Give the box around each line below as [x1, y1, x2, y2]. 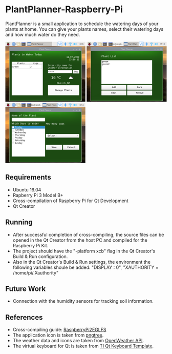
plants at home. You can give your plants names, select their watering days [5, 26, 164, 32]
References [5, 313, 43, 322]
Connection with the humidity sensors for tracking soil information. [12, 298, 154, 304]
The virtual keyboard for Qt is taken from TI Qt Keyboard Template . [12, 343, 154, 349]
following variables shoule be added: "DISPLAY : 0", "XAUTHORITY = [12, 264, 159, 270]
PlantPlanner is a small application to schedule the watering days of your [5, 21, 159, 27]
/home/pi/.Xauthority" [12, 269, 59, 276]
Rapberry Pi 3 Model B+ [12, 192, 64, 198]
